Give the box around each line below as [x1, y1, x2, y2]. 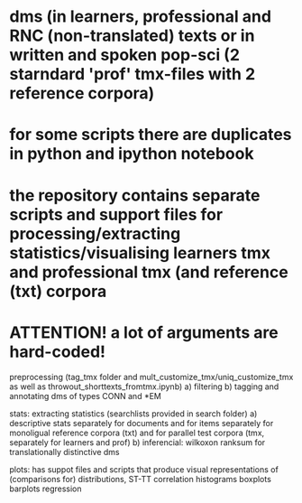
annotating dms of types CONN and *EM [9, 390, 162, 401]
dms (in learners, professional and [9, 6, 272, 27]
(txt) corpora [9, 281, 107, 302]
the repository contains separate [9, 185, 261, 205]
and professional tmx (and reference [9, 262, 288, 282]
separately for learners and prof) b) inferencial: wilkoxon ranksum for [9, 436, 266, 448]
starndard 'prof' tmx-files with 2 [9, 64, 256, 85]
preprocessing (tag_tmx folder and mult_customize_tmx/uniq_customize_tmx [9, 371, 294, 382]
